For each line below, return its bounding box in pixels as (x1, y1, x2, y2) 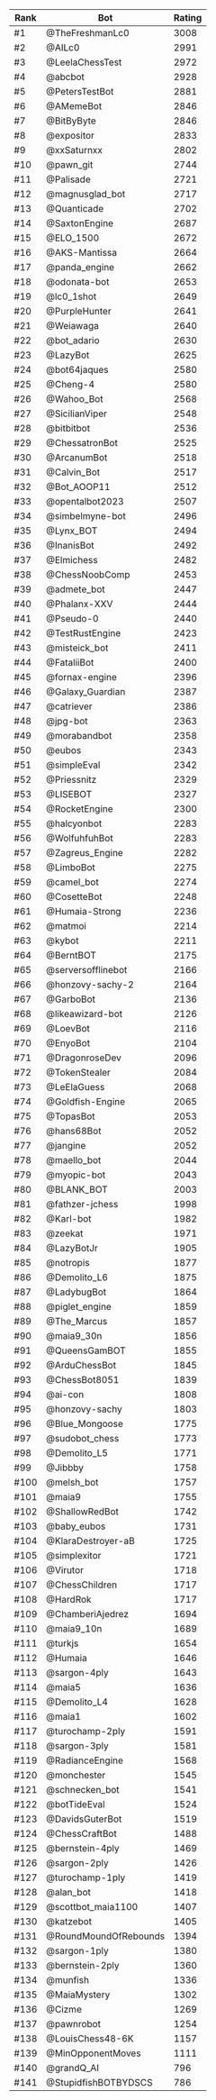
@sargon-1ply (46, 1945, 110, 1957)
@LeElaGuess (46, 1081, 105, 1093)
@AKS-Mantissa (46, 247, 117, 259)
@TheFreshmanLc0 (46, 27, 130, 39)
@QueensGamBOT (46, 1344, 126, 1357)
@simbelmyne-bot (46, 510, 126, 522)
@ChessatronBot (46, 437, 119, 449)
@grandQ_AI (46, 2062, 100, 2074)
